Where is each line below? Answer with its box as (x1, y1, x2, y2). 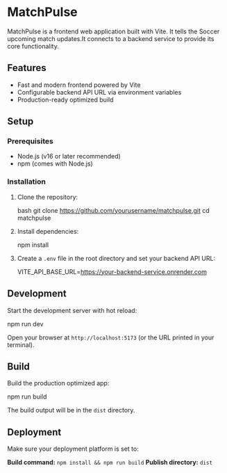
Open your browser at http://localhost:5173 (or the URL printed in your (7, 333, 215, 342)
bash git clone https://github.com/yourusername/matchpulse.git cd (17, 206, 210, 214)
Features (7, 62, 47, 74)
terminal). (7, 340, 35, 348)
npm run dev (7, 319, 44, 328)
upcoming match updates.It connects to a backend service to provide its (7, 34, 215, 42)
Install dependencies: (17, 227, 79, 235)
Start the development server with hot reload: (7, 306, 137, 314)
